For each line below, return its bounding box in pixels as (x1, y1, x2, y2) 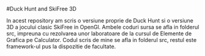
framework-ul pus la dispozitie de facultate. (6, 43, 116, 50)
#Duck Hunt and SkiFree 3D (6, 5, 76, 12)
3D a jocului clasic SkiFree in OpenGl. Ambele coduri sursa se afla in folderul (6, 24, 199, 30)
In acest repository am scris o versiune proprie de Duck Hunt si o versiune (6, 17, 194, 24)
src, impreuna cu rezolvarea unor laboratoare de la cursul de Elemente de (6, 30, 192, 37)
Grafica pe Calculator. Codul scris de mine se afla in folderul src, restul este (6, 37, 197, 43)
